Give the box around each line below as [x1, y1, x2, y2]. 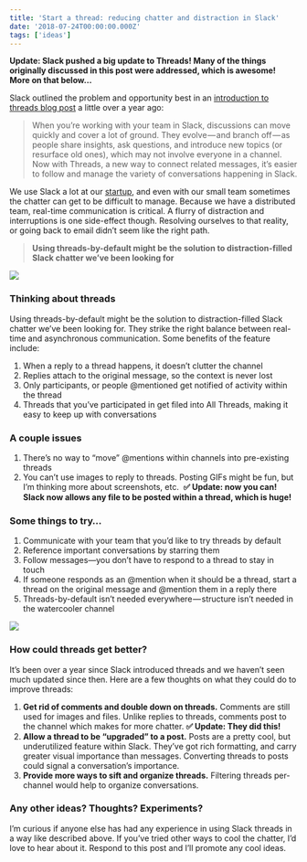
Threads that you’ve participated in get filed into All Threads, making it [22, 399, 289, 410]
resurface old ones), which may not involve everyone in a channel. [31, 149, 282, 160]
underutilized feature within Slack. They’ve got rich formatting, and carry [22, 740, 297, 751]
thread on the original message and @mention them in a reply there [22, 584, 277, 595]
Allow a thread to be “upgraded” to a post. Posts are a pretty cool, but [22, 730, 291, 741]
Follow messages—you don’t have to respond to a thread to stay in [22, 555, 274, 566]
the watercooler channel [22, 603, 115, 614]
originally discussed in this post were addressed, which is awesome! [9, 65, 277, 76]
